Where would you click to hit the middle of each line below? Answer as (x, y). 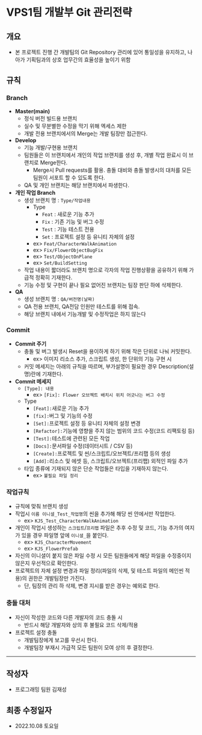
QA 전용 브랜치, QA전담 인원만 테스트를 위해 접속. (82, 306)
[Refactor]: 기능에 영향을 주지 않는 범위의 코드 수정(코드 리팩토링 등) (114, 431)
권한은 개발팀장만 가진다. (57, 578)
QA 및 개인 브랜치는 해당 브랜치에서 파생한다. (76, 185)
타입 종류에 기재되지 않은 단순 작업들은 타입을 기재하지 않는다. (96, 468)
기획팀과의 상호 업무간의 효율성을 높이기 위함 (78, 60)
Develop (26, 140)
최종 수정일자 (29, 710)
